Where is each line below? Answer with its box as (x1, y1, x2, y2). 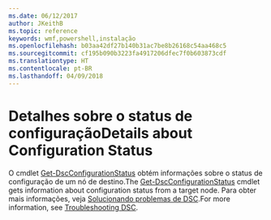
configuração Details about (8, 124, 193, 142)
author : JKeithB (8, 19, 63, 27)
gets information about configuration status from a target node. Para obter (8, 185, 257, 195)
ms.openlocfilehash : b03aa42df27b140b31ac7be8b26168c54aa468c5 (8, 42, 227, 50)
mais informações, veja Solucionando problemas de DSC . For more (8, 193, 231, 203)
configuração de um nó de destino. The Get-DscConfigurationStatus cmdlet (8, 176, 260, 186)
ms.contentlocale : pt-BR (8, 65, 92, 73)
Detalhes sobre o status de (8, 107, 193, 125)
